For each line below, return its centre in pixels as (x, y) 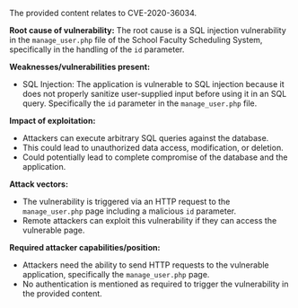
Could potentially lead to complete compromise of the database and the (155, 157)
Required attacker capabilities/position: (85, 247)
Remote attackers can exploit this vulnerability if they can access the (149, 220)
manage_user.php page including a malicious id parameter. (129, 211)
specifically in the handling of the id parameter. (97, 49)
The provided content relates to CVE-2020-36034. (103, 13)
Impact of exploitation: (53, 121)
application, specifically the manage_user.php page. (116, 274)
